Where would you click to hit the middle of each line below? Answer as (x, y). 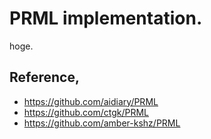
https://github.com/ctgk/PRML (86, 112)
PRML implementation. (106, 18)
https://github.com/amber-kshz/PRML (102, 123)
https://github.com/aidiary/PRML (91, 101)
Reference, (44, 77)
